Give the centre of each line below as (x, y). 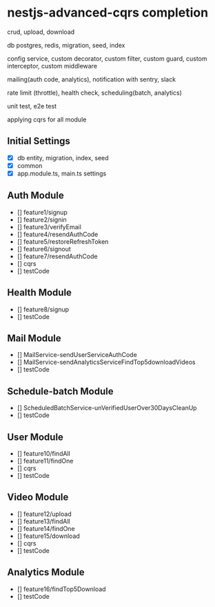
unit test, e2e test (32, 106)
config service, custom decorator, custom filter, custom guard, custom (107, 58)
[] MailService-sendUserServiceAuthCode (77, 355)
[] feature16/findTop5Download (61, 589)
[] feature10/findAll (43, 453)
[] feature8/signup (43, 309)
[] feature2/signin (42, 220)
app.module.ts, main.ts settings (62, 173)
